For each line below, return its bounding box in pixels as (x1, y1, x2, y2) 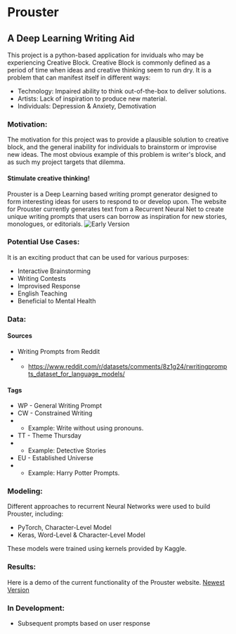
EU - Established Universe (17, 454, 93, 462)
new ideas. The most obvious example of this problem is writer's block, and (7, 151, 226, 159)
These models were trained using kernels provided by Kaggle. (7, 545, 188, 553)
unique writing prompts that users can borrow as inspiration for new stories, (7, 212, 227, 220)
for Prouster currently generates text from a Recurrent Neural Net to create (7, 205, 224, 213)
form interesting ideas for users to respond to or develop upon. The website (7, 197, 227, 205)
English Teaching (17, 289, 68, 298)
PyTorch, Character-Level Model (17, 524, 112, 532)
